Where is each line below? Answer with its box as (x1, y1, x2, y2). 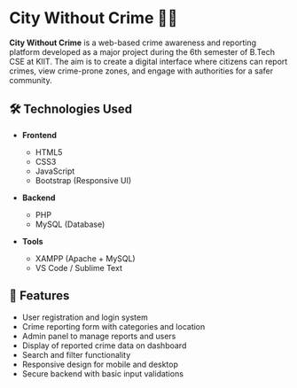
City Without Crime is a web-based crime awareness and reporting (9, 37, 257, 48)
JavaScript (35, 166, 75, 176)
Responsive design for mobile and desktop (21, 359, 179, 369)
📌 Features (9, 288, 70, 304)
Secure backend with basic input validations (21, 368, 184, 379)
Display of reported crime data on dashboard (21, 340, 187, 351)
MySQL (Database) (35, 219, 106, 229)
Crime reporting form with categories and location (21, 321, 206, 331)
